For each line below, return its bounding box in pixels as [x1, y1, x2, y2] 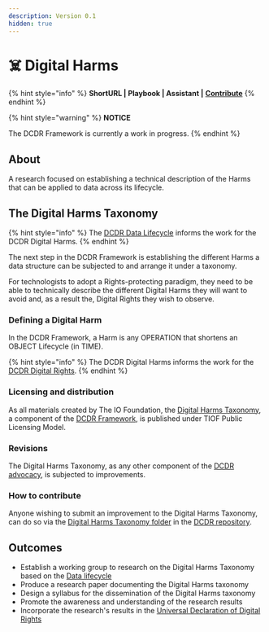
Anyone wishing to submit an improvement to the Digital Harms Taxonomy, [8, 508, 258, 518]
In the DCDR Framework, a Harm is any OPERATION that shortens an [8, 333, 238, 343]
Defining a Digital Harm [8, 314, 102, 326]
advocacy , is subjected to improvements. [8, 469, 146, 479]
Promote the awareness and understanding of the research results [20, 597, 243, 607]
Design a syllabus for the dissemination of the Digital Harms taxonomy [20, 588, 256, 599]
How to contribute [8, 489, 81, 501]
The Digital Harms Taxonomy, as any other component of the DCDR [8, 461, 234, 471]
